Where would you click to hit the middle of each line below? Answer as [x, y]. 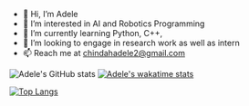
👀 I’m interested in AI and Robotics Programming [114, 24]
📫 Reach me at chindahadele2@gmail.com [104, 53]
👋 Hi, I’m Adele [50, 14]
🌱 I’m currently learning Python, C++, [93, 33]
